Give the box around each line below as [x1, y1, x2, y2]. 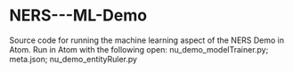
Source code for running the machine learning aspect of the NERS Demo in [9, 35, 285, 45]
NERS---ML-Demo [9, 5, 148, 26]
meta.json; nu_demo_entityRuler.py [9, 53, 138, 64]
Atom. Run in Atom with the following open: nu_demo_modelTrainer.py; [9, 44, 269, 54]
